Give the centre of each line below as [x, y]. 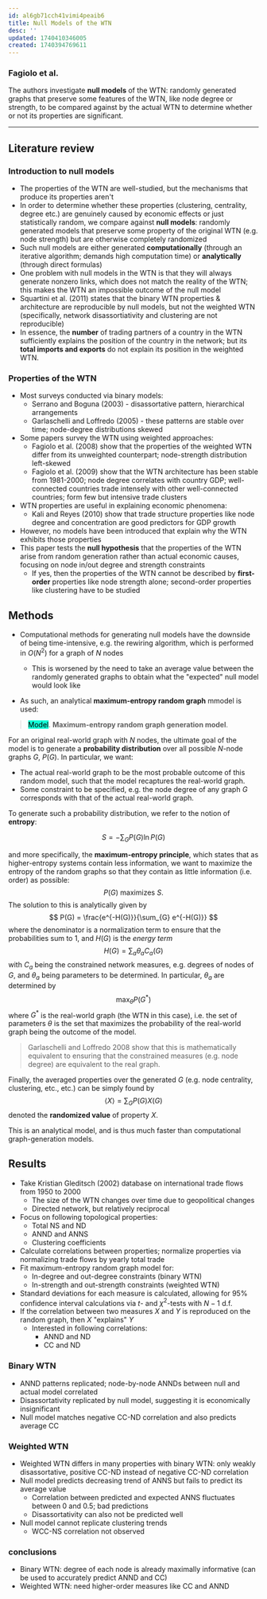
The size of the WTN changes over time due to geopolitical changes [143, 1200]
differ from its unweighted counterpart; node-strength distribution [139, 455]
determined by [32, 986]
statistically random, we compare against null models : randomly [125, 222]
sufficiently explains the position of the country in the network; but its [133, 341]
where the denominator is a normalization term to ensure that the [114, 930]
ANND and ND [67, 1337]
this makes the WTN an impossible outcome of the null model [120, 290]
